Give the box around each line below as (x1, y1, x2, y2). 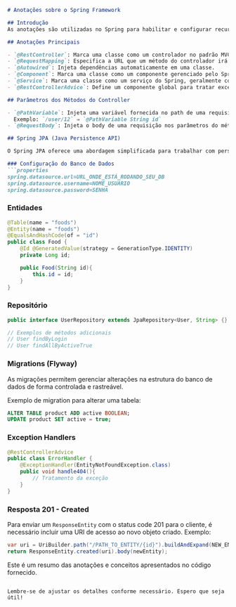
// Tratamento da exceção (32, 475, 109, 482)
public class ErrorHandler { (7, 455, 93, 462)
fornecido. (7, 568, 37, 576)
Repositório (7, 301, 48, 311)
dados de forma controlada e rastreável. (7, 382, 124, 391)
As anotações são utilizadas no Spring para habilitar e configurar (7, 25, 212, 33)
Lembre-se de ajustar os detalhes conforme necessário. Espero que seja (7, 587, 225, 595)
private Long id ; (20, 252, 71, 259)
